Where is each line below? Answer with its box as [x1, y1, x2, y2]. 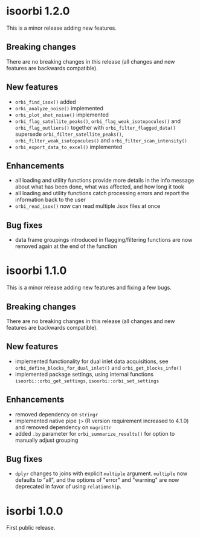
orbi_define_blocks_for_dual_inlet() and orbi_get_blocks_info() [15, 364, 182, 371]
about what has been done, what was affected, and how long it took [15, 183, 184, 190]
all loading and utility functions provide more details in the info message [15, 177, 195, 184]
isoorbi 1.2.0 [6, 4, 70, 18]
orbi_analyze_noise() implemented [15, 104, 104, 112]
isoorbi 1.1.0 [6, 264, 67, 278]
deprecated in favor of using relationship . [15, 483, 122, 490]
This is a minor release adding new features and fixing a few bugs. [6, 284, 172, 292]
